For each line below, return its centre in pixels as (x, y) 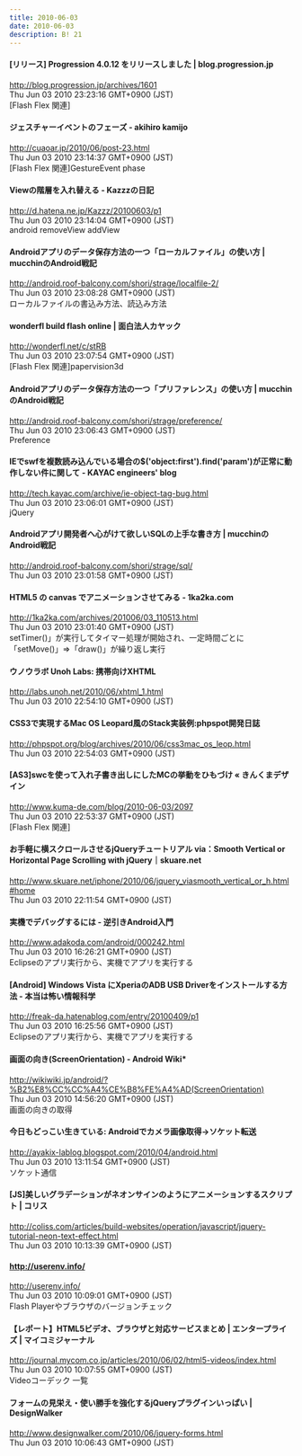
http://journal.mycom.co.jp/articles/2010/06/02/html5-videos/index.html (143, 1360)
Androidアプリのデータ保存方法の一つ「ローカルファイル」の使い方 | (138, 252)
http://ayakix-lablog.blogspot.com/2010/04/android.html (114, 1152)
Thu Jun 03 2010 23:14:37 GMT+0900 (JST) (91, 157)
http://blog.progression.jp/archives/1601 (83, 84)
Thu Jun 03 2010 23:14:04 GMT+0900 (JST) (92, 220)
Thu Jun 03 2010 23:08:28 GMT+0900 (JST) (92, 293)
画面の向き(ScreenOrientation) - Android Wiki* (98, 1059)
